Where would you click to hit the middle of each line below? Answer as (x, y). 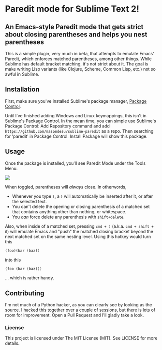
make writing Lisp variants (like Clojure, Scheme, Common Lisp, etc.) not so (80, 69)
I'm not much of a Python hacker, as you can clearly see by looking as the (79, 305)
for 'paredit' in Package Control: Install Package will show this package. (76, 136)
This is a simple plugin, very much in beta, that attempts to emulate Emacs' (80, 54)
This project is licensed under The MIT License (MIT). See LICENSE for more (81, 338)
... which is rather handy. (29, 278)
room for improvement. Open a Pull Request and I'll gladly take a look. (74, 315)
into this (13, 260)
